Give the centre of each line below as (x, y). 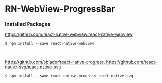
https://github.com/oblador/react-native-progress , (55, 62)
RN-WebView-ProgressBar (60, 9)
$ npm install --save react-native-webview (50, 44)
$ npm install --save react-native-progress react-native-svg (69, 76)
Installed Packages (28, 24)
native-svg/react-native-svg (33, 67)
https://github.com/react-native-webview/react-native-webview (69, 34)
